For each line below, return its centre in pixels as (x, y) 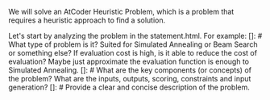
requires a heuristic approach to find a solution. (87, 20)
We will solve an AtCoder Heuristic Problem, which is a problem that (121, 12)
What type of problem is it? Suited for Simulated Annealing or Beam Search (133, 44)
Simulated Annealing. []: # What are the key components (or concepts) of (130, 70)
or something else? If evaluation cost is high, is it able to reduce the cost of (133, 53)
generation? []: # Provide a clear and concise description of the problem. (129, 87)
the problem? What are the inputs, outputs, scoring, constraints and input (130, 79)
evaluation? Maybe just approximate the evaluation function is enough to (129, 61)
